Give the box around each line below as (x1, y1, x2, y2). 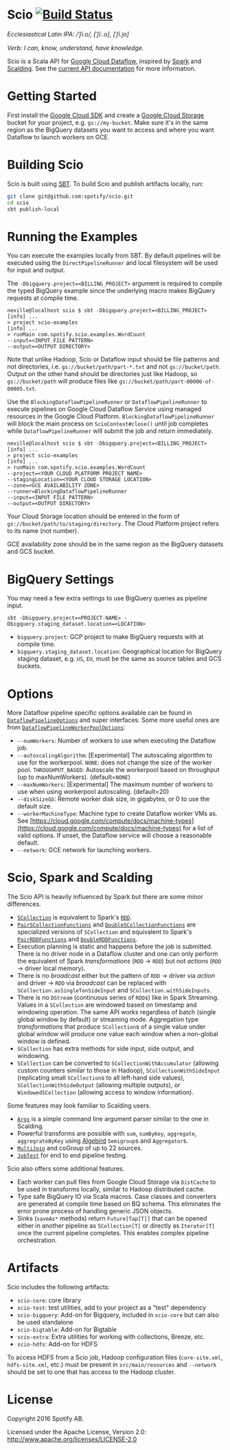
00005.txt (7, 386, 36, 393)
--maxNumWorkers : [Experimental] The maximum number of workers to (16, 780, 214, 788)
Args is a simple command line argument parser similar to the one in (16, 1115, 209, 1123)
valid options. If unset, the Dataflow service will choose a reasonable (16, 831, 212, 840)
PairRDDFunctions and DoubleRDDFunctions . (16, 935, 138, 944)
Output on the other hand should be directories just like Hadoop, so (7, 370, 198, 378)
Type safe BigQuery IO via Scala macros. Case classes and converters (16, 1193, 217, 1201)
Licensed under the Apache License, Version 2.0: (7, 1428, 146, 1436)
